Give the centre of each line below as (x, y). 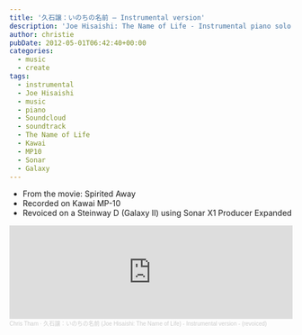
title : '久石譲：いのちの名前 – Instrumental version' (107, 18)
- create (34, 68)
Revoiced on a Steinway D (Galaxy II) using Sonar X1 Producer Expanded (157, 213)
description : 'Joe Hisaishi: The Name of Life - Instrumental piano (140, 26)
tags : (19, 77)
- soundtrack (42, 127)
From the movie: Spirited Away (79, 194)
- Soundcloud (42, 118)
